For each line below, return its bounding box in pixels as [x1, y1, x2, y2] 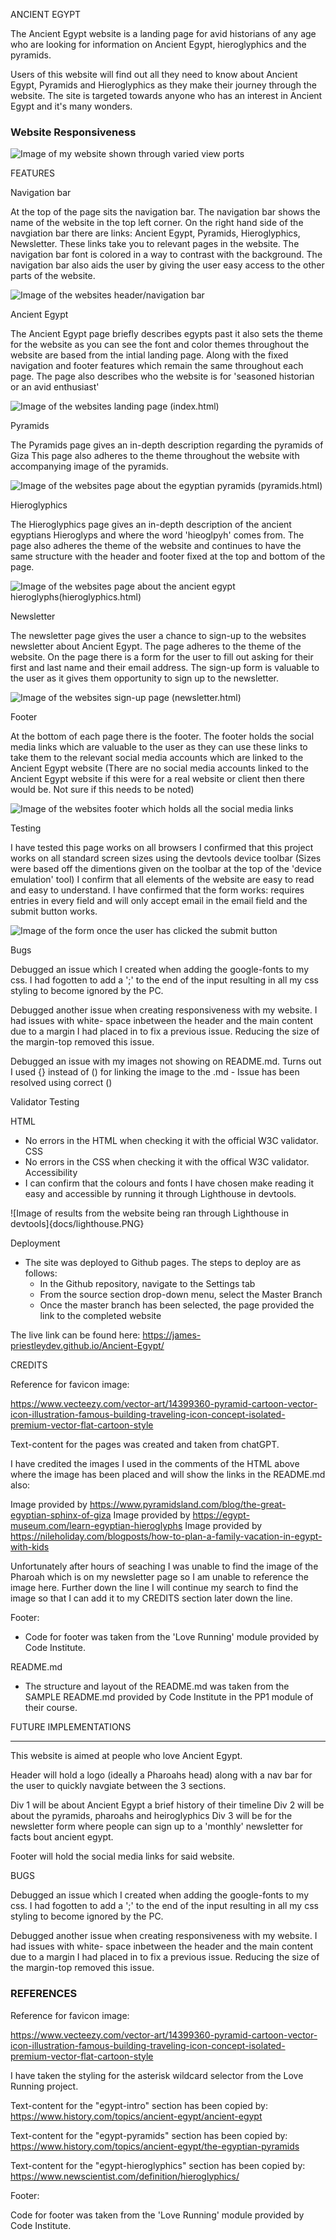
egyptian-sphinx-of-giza [10, 1509, 112, 1521]
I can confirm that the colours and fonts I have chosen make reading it [24, 1177, 315, 1189]
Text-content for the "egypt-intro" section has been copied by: [10, 2099, 268, 2111]
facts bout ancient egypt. [10, 1831, 114, 1843]
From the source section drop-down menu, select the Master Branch [39, 1289, 323, 1301]
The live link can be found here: [10, 1329, 141, 1341]
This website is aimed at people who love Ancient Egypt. [10, 1750, 243, 1762]
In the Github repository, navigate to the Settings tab [39, 1278, 256, 1290]
